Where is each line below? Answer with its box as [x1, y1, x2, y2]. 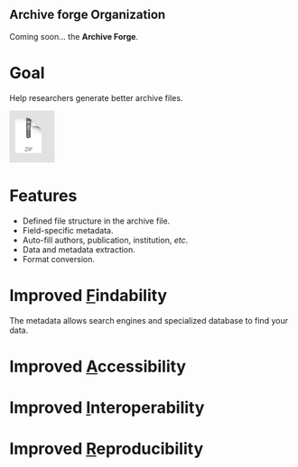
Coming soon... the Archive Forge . [9, 31, 138, 41]
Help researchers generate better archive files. [9, 92, 183, 103]
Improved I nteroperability [9, 398, 205, 418]
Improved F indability [9, 286, 168, 306]
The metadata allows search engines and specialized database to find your [9, 315, 289, 325]
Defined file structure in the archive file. [22, 215, 171, 226]
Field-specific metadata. [22, 224, 114, 235]
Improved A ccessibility [9, 356, 187, 377]
